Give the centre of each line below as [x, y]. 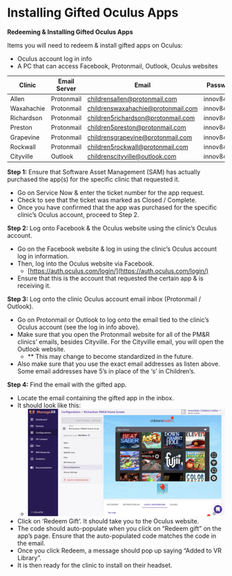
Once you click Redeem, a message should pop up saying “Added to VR [119, 550]
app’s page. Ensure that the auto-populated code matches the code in [117, 536]
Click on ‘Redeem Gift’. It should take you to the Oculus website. [108, 521]
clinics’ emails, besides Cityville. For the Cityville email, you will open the [120, 342]
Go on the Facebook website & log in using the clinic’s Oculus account [117, 249]
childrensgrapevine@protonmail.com [140, 137]
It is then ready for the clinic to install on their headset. [95, 566]
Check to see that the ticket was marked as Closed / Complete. [107, 200]
